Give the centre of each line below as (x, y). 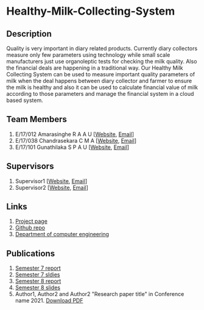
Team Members (37, 119)
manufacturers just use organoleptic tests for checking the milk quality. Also (102, 61)
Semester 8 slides (38, 287)
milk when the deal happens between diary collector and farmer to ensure (99, 81)
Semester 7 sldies (37, 275)
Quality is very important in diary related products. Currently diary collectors (102, 48)
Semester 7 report (38, 268)
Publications (31, 254)
